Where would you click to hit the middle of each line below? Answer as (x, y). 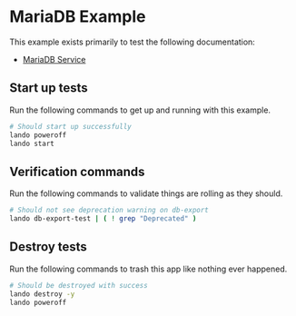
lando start (32, 143)
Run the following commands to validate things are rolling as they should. (146, 193)
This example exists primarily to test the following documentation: (133, 42)
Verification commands (77, 171)
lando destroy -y (42, 294)
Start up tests (49, 88)
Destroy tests (49, 247)
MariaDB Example (78, 17)
